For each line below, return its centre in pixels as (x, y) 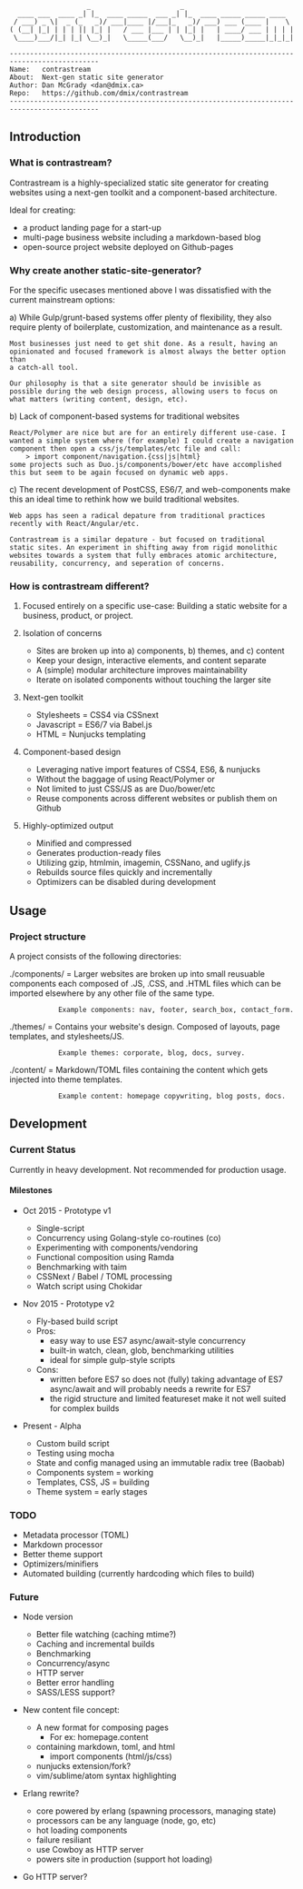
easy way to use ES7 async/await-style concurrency (148, 1340)
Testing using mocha (75, 1453)
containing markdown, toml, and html (105, 1747)
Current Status (43, 1149)
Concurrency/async (73, 1664)
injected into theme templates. (66, 1079)
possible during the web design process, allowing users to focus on (144, 391)
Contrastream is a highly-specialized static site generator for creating (139, 183)
